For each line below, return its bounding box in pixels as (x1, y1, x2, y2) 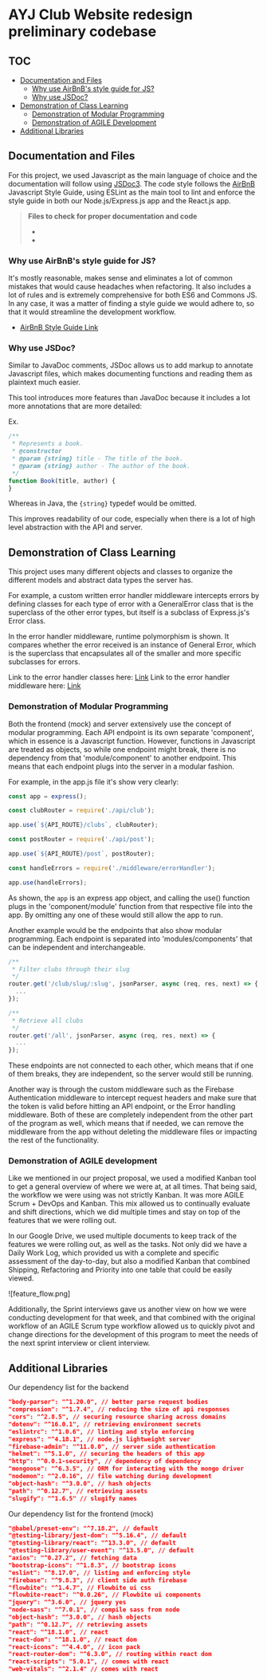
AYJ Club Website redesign (8, 6, 193, 24)
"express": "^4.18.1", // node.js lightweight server (8, 1435, 191, 1443)
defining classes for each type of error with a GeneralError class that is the (8, 600, 253, 609)
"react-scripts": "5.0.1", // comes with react (8, 1658, 170, 1666)
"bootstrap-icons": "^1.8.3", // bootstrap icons (8, 1561, 177, 1569)
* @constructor (11, 447, 62, 455)
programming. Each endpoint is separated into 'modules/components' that (8, 934, 253, 943)
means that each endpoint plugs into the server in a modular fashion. (8, 761, 235, 771)
